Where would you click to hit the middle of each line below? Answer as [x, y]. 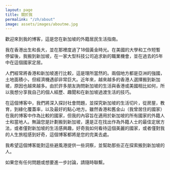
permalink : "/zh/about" [30, 19]
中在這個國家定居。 [25, 62]
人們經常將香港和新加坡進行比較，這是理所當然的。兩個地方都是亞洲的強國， [85, 73]
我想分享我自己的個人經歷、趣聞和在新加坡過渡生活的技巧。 [72, 92]
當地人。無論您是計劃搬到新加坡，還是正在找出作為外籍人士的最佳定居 [87, 122]
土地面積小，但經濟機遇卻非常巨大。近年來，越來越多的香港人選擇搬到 [78, 79]
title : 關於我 [19, 15]
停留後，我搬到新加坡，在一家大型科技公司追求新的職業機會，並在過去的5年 [84, 56]
